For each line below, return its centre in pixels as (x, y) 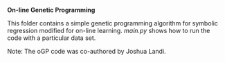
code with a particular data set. (52, 38)
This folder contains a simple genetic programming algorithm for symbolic (112, 23)
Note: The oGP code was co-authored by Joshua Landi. (87, 51)
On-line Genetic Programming (51, 10)
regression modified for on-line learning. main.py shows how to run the (109, 31)
